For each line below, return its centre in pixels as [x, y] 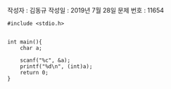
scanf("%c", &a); [45, 60]
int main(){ [25, 42]
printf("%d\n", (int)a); [56, 67]
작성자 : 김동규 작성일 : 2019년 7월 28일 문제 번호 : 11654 [85, 10]
